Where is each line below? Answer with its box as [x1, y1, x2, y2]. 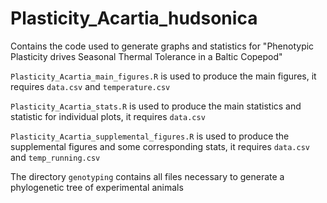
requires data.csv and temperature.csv [10, 80, 171, 92]
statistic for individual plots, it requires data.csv [10, 110, 206, 122]
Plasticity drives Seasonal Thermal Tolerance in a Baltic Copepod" [10, 50, 283, 62]
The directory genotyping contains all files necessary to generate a [10, 170, 285, 182]
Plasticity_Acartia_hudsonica [10, 7, 258, 30]
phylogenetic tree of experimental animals [10, 181, 184, 193]
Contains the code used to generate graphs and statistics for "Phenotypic [10, 40, 315, 52]
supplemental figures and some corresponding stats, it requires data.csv [10, 140, 310, 152]
